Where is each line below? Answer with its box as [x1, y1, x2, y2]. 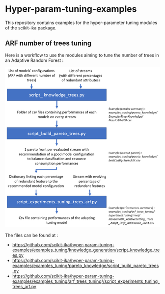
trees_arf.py [12, 283, 37, 289]
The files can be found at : [5, 232, 58, 238]
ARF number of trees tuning [5, 39, 92, 48]
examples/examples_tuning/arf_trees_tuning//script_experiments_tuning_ [12, 278, 160, 284]
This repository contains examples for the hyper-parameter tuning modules [5, 20, 158, 26]
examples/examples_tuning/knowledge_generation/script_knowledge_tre [12, 247, 160, 253]
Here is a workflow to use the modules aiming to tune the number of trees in [5, 52, 159, 58]
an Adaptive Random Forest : [5, 57, 64, 63]
